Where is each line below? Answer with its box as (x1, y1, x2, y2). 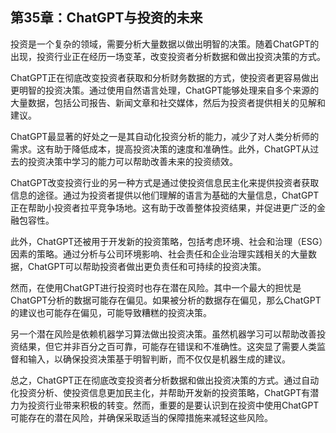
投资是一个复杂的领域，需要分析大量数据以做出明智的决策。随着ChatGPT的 (10, 38, 320, 50)
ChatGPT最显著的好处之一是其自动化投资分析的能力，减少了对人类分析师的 (10, 130, 320, 142)
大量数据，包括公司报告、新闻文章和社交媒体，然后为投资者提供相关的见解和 (10, 96, 326, 108)
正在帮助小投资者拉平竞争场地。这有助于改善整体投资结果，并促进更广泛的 (10, 201, 317, 213)
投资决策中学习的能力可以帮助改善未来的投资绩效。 (27, 155, 238, 167)
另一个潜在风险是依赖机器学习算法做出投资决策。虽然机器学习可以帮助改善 (10, 328, 317, 340)
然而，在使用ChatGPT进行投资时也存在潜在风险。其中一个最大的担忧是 (10, 281, 302, 293)
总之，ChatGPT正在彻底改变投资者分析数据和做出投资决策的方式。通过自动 (10, 374, 320, 386)
